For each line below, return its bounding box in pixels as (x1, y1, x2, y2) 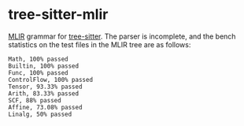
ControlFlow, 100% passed (8, 76, 93, 83)
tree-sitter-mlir (8, 6, 109, 24)
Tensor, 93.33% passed (8, 83, 83, 91)
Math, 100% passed (8, 55, 68, 63)
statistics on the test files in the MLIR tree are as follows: (8, 39, 191, 49)
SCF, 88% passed (8, 96, 61, 104)
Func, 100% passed (8, 69, 68, 76)
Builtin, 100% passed (8, 61, 79, 70)
